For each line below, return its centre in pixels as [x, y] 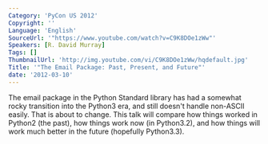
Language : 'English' [43, 30]
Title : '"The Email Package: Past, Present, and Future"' [107, 68]
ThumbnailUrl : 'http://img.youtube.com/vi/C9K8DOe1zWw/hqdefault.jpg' [128, 60]
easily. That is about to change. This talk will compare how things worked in [133, 114]
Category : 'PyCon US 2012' [53, 16]
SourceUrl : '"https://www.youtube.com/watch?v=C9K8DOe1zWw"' [112, 38]
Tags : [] [23, 53]
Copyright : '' [32, 23]
